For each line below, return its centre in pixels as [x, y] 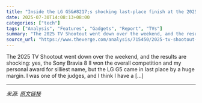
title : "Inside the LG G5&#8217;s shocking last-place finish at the [95, 12]
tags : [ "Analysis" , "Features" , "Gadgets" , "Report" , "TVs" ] [84, 28]
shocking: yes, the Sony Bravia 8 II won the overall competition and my [94, 63]
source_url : [21, 40]
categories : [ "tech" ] [33, 23]
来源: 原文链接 [23, 94]
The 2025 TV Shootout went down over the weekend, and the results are [96, 57]
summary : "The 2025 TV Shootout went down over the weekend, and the [95, 34]
